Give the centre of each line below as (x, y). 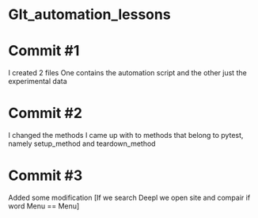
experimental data (38, 82)
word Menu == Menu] (44, 206)
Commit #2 (46, 113)
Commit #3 (46, 176)
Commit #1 (44, 51)
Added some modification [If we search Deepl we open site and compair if (129, 197)
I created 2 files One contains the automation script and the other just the (127, 73)
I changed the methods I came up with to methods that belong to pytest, (126, 136)
